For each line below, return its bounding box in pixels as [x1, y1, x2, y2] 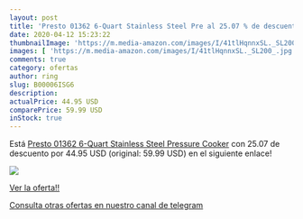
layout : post [9, 13, 59, 23]
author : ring [9, 72, 59, 81]
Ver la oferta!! [9, 182, 60, 194]
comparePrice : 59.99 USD [9, 105, 103, 114]
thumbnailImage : [9, 38, 70, 48]
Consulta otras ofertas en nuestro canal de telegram [9, 200, 204, 211]
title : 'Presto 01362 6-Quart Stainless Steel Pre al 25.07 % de [9, 22, 260, 31]
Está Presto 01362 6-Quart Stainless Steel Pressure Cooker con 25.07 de [9, 139, 280, 150]
